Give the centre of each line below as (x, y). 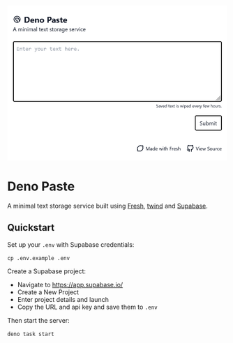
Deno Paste (41, 186)
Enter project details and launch (63, 299)
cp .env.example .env (39, 258)
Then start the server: (38, 320)
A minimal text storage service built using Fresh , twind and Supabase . (107, 206)
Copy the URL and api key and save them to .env (88, 307)
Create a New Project (48, 292)
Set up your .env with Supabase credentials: (71, 244)
